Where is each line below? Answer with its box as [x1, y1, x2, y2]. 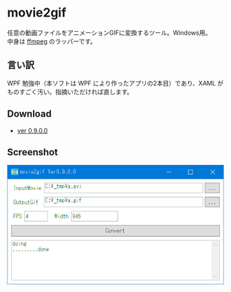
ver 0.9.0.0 [16, 126, 48, 135]
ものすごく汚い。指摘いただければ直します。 [7, 88, 133, 96]
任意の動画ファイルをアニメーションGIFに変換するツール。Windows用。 [7, 28, 212, 37]
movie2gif [7, 5, 67, 21]
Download [7, 108, 52, 120]
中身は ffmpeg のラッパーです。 [7, 37, 97, 46]
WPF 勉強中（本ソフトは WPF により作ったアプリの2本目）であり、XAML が [7, 79, 224, 87]
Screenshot [7, 146, 58, 158]
